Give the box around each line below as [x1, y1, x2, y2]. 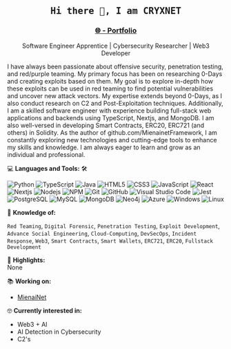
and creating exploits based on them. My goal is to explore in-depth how [7, 77, 214, 85]
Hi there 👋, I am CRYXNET [50, 6, 181, 17]
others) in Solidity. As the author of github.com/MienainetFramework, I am [7, 128, 217, 137]
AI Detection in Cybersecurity [17, 328, 101, 336]
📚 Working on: [7, 276, 52, 285]
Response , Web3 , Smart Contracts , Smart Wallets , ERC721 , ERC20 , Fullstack [7, 236, 214, 245]
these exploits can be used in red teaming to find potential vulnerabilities [7, 84, 214, 93]
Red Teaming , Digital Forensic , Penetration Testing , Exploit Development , [7, 221, 221, 230]
